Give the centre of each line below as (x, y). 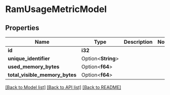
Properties (22, 28)
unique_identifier (29, 59)
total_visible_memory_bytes (42, 75)
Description (138, 42)
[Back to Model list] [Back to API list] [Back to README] (63, 87)
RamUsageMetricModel (56, 9)
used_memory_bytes (34, 67)
